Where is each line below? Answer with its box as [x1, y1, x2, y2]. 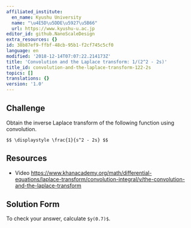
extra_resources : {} [6, 37, 58, 42]
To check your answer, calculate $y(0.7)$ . [6, 215, 111, 222]
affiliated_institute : [6, 8, 63, 15]
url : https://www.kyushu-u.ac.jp [11, 25, 95, 32]
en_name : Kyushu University [11, 14, 82, 20]
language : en [6, 48, 39, 54]
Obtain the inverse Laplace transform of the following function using [6, 119, 175, 126]
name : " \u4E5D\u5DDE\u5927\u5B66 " [11, 20, 98, 26]
